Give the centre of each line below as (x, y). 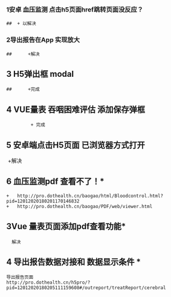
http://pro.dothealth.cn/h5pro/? (48, 282)
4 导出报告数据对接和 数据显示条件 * (73, 262)
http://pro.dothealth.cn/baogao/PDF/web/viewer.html (85, 206)
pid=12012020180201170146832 (43, 201)
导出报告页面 (20, 277)
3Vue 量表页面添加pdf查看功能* (66, 227)
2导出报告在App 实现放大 (43, 40)
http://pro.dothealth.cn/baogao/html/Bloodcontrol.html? (90, 196)
